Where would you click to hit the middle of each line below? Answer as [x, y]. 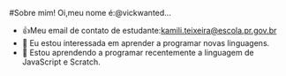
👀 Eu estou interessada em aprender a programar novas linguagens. [146, 43]
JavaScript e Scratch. [61, 62]
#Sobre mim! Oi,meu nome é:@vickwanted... [90, 13]
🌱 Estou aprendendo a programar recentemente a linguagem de [138, 53]
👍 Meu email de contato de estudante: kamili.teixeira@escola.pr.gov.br [149, 30]
